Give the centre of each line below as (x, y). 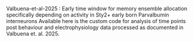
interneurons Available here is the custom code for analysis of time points (96, 21)
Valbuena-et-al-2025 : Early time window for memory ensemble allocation (97, 9)
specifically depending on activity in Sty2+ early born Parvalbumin (88, 15)
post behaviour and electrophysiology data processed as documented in (95, 27)
